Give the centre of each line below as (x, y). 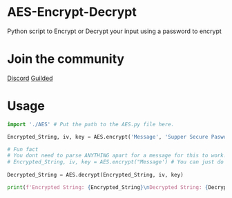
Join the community (66, 59)
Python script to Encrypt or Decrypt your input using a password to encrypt (115, 31)
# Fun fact (23, 149)
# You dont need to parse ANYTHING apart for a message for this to (108, 156)
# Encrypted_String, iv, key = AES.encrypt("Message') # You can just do (116, 162)
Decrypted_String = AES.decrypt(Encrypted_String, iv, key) (96, 175)
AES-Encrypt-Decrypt (72, 12)
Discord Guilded (30, 78)
